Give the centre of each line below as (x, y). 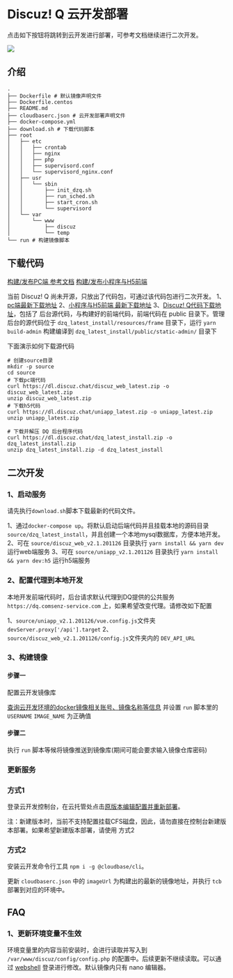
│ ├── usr (24, 178)
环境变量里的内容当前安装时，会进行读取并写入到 (77, 950)
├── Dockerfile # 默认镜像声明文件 (55, 96)
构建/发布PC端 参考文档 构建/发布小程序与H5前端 (77, 281)
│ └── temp (39, 233)
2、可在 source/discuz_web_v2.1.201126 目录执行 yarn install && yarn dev (115, 543)
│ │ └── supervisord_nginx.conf (60, 171)
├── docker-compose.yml (42, 122)
